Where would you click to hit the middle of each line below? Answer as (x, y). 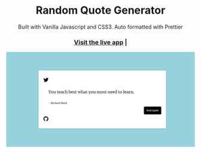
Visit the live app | (100, 42)
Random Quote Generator (100, 10)
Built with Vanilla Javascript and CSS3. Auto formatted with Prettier (100, 27)
